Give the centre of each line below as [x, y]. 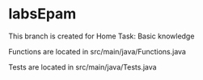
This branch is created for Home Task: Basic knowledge [101, 36]
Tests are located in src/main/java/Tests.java [82, 67]
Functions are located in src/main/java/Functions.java [97, 51]
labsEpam [42, 14]
